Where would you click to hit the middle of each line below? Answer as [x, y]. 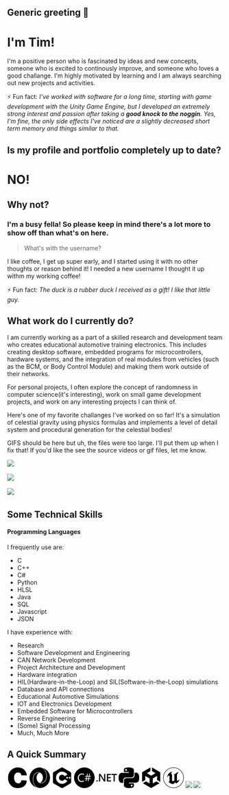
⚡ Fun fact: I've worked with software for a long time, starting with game [109, 97]
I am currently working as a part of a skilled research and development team [115, 338]
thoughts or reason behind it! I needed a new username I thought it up [106, 268]
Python [27, 582]
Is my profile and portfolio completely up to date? [114, 150]
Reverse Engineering [46, 718]
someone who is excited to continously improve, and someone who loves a [113, 69]
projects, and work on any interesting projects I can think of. [92, 402]
